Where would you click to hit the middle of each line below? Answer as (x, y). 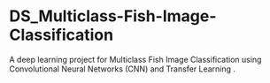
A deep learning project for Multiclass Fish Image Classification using (135, 59)
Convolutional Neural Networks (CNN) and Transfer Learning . (123, 69)
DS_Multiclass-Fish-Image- (113, 16)
